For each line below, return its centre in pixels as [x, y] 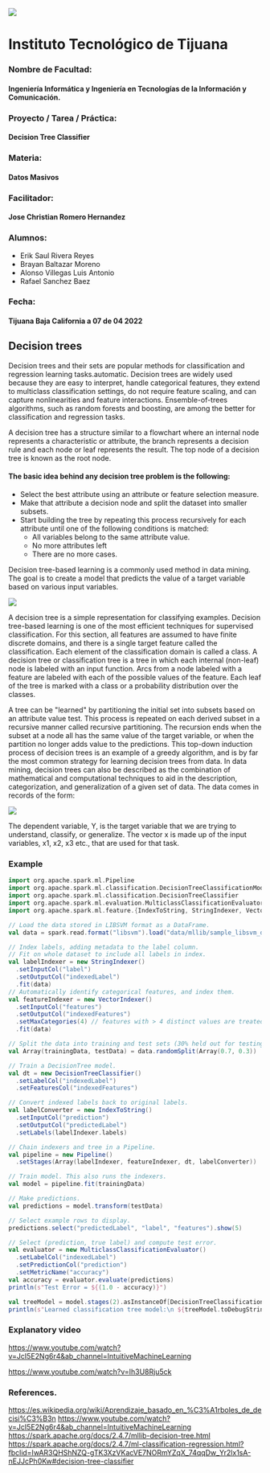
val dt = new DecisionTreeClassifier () [75, 1073]
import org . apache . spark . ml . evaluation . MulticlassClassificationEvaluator [136, 903]
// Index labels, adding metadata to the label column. [104, 947]
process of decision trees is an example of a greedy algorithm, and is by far [133, 753]
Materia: [25, 158]
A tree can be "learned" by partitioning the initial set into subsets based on [132, 710]
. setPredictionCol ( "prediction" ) [72, 1265]
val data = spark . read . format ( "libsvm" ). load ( [88, 933]
